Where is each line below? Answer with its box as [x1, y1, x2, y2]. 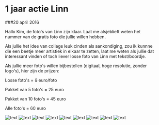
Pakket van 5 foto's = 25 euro [5, 86, 64, 92]
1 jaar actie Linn [5, 3, 69, 14]
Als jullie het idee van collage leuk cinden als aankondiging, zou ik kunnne [5, 43, 153, 49]
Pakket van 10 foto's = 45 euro [5, 96, 66, 102]
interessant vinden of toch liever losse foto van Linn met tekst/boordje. [5, 53, 146, 59]
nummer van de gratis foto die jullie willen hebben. [5, 34, 106, 40]
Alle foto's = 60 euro [5, 105, 46, 111]
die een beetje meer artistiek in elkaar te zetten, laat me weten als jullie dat [5, 48, 154, 54]
